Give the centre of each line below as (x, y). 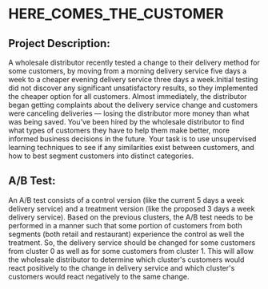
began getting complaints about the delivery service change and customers (133, 105)
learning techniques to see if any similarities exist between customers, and (131, 147)
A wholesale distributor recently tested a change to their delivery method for (134, 62)
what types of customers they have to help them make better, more (119, 130)
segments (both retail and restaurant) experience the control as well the (126, 234)
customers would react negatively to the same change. (99, 276)
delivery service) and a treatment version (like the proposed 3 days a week (132, 208)
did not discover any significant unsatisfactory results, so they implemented (133, 88)
